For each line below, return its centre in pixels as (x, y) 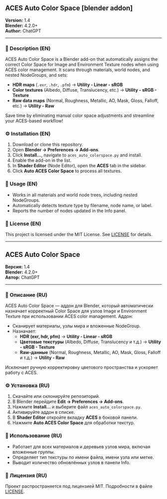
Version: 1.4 (18, 20)
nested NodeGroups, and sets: (37, 75)
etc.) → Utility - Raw (33, 106)
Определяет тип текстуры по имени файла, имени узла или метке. (83, 457)
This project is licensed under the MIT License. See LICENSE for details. (79, 234)
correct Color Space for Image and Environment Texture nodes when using (82, 65)
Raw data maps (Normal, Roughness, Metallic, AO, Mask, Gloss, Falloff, (85, 101)
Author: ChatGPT (23, 31)
